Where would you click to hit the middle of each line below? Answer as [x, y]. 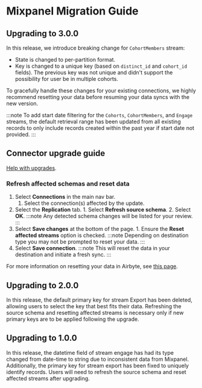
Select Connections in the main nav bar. [65, 197]
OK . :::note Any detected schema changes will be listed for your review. [104, 216]
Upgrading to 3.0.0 [43, 34]
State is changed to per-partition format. [65, 60]
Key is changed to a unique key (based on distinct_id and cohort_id [101, 66]
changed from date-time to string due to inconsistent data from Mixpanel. [98, 359]
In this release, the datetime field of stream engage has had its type [90, 352]
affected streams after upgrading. [48, 378]
